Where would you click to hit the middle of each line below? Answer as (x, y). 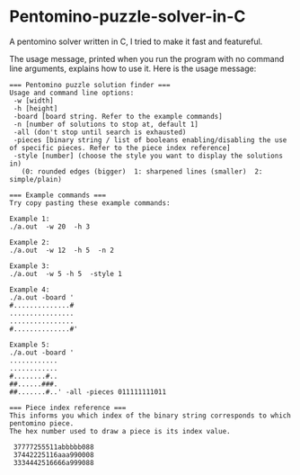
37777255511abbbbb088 (53, 447)
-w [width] (33, 101)
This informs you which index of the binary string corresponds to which (150, 416)
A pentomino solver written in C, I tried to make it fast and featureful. (136, 41)
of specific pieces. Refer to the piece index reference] (120, 148)
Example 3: (30, 266)
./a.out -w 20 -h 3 (50, 227)
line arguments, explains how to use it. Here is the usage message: (133, 68)
